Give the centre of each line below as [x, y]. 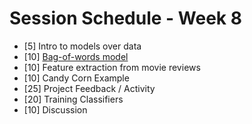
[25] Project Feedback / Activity [89, 88]
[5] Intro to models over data [82, 46]
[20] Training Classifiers [73, 99]
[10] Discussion [55, 109]
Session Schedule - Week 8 [125, 18]
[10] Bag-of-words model [76, 56]
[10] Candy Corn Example [76, 78]
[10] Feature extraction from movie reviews [112, 67]
